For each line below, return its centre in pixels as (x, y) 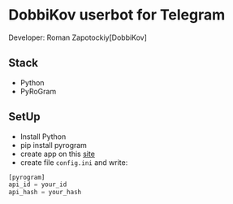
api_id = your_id (38, 184)
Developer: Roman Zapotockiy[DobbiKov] (78, 37)
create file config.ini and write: (74, 162)
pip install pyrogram (54, 145)
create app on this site (58, 154)
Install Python (43, 137)
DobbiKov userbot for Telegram (117, 15)
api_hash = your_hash (45, 193)
